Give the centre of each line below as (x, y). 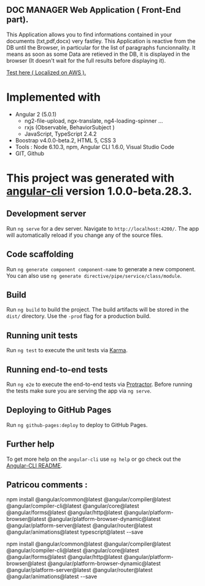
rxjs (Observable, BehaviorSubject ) (69, 127)
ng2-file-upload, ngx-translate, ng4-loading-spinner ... (94, 121)
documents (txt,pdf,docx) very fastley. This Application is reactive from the (101, 41)
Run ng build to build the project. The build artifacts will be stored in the (98, 310)
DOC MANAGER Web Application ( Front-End (94, 10)
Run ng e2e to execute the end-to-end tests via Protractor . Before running (99, 384)
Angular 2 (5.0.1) (36, 114)
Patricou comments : (47, 485)
